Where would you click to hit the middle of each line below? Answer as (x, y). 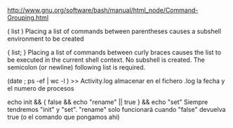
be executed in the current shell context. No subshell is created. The (106, 60)
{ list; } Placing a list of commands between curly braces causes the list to (114, 52)
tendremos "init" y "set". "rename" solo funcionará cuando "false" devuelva (116, 109)
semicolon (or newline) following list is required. (76, 67)
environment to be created (46, 39)
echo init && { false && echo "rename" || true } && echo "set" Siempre (108, 102)
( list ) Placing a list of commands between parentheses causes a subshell (114, 31)
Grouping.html (28, 18)
